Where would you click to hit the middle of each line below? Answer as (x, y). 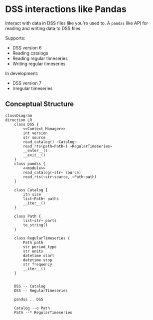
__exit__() (34, 155)
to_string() (36, 225)
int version (36, 133)
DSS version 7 (27, 83)
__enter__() (36, 150)
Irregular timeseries (32, 88)
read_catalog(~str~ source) (52, 172)
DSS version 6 (27, 47)
